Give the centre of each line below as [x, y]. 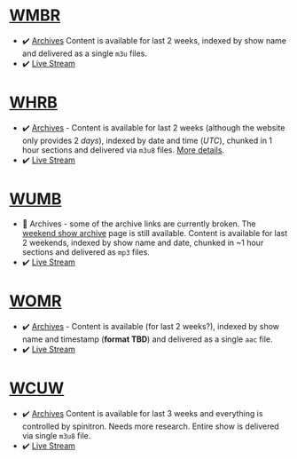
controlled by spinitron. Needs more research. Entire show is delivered [150, 426]
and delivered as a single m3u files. [85, 53]
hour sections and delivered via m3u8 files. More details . [123, 150]
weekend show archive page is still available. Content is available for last [155, 233]
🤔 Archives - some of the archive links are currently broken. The [139, 224]
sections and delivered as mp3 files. [86, 252]
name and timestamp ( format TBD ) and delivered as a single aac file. [147, 339]
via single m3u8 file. [56, 435]
